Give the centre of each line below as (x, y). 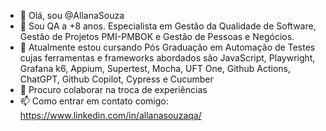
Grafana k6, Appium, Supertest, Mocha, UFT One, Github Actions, (155, 68)
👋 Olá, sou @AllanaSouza (72, 15)
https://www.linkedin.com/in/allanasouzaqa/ (110, 115)
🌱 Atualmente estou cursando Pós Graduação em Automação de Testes (167, 47)
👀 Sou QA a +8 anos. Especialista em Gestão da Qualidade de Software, (168, 26)
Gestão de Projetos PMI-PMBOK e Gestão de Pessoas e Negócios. (157, 36)
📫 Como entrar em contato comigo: (94, 101)
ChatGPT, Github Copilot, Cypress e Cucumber (116, 79)
